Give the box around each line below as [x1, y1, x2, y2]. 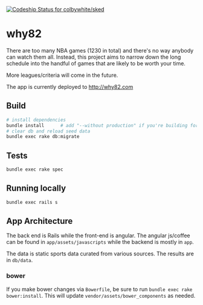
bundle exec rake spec [6, 166, 63, 172]
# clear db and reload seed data [6, 128, 91, 134]
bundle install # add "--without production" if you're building [6, 122, 188, 128]
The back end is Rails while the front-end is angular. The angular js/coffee [6, 232, 190, 239]
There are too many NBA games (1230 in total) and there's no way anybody [6, 47, 194, 54]
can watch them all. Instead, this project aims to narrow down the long [6, 53, 181, 61]
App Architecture [6, 216, 73, 226]
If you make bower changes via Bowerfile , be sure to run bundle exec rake [6, 285, 193, 293]
